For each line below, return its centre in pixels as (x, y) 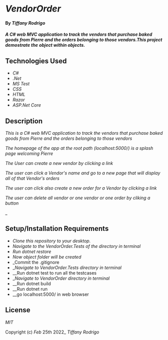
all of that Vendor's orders (32, 178)
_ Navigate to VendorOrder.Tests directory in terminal (67, 268)
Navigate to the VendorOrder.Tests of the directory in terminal (76, 246)
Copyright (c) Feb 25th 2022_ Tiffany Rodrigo (52, 332)
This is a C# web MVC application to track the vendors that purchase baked (84, 133)
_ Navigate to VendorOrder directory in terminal (61, 278)
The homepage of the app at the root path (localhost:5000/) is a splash (79, 148)
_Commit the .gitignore (36, 262)
